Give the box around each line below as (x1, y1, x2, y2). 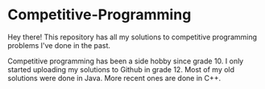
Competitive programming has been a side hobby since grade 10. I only (7, 56, 244, 66)
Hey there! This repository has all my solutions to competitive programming (7, 32, 258, 42)
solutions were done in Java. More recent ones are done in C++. (7, 73, 222, 83)
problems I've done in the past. (7, 40, 110, 50)
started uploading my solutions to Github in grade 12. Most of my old (7, 64, 235, 74)
